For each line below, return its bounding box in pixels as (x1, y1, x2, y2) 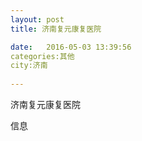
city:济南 (10, 61, 48, 71)
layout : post (10, 14, 65, 25)
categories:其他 (10, 51, 75, 61)
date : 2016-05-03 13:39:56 (10, 42, 132, 52)
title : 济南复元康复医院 (10, 24, 102, 34)
